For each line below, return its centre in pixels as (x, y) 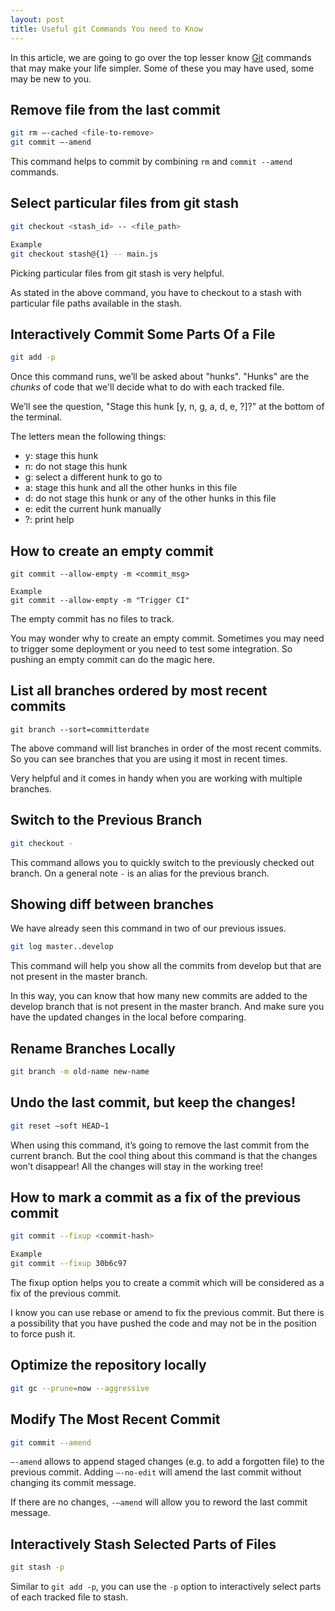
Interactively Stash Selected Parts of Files (143, 1544)
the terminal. (36, 417)
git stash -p (37, 1567)
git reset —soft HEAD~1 (60, 1126)
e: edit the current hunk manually (93, 509)
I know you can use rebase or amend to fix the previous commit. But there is (167, 1312)
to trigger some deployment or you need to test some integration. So (151, 649)
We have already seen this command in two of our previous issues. (148, 928)
